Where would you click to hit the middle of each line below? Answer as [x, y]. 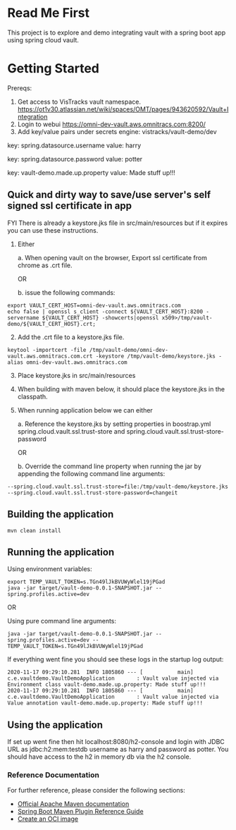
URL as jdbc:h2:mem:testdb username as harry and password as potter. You [118, 750]
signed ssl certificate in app [70, 206]
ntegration [32, 116]
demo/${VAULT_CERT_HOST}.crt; [52, 324]
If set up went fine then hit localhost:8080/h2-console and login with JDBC [116, 742]
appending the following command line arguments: [91, 473]
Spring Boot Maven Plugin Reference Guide [80, 812]
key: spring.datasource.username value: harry [74, 145]
